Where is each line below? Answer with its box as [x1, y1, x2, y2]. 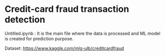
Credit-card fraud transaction [4, 3, 130, 15]
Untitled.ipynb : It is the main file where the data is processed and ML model [4, 30, 161, 36]
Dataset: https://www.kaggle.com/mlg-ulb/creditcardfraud [4, 45, 124, 51]
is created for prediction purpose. [4, 36, 74, 42]
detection [4, 14, 45, 25]
